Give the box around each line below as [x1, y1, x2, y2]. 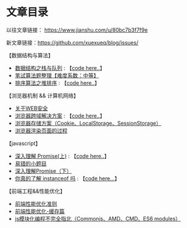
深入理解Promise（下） [14, 167, 72, 174]
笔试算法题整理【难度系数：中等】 [14, 72, 99, 79]
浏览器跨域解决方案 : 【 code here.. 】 [14, 112, 106, 119]
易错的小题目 [14, 159, 47, 167]
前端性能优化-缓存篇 [14, 207, 65, 215]
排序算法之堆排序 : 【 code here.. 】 [14, 79, 100, 87]
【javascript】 [6, 140, 41, 147]
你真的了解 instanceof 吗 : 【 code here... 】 [14, 174, 120, 182]
